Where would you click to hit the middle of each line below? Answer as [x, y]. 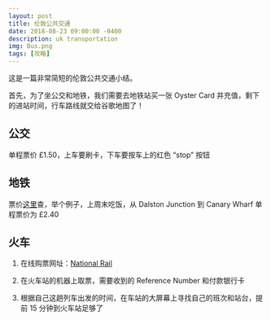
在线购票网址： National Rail [66, 263]
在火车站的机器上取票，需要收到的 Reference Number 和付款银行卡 [133, 281]
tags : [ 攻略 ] [29, 54]
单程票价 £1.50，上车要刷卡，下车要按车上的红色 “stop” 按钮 [109, 155]
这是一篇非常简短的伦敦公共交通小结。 [72, 78]
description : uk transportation [63, 39]
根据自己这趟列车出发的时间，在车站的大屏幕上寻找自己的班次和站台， [138, 298]
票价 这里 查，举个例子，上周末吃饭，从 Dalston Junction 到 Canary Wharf [131, 204]
